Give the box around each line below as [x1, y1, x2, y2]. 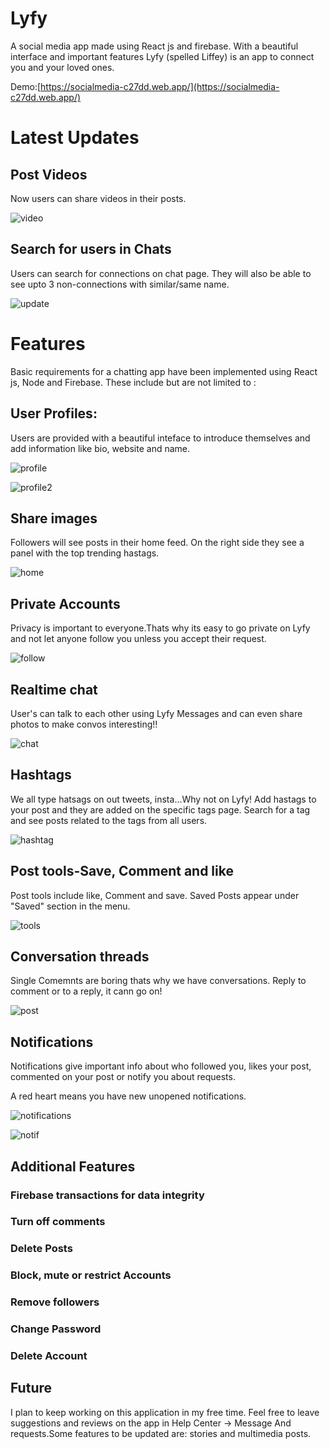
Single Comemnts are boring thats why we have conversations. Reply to [10, 975, 307, 987]
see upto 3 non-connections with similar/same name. [10, 278, 230, 290]
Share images [10, 510, 98, 527]
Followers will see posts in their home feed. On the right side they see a [10, 537, 305, 549]
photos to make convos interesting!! [10, 718, 158, 730]
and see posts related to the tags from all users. [10, 814, 208, 826]
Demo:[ [10, 80, 42, 92]
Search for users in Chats [10, 241, 172, 258]
